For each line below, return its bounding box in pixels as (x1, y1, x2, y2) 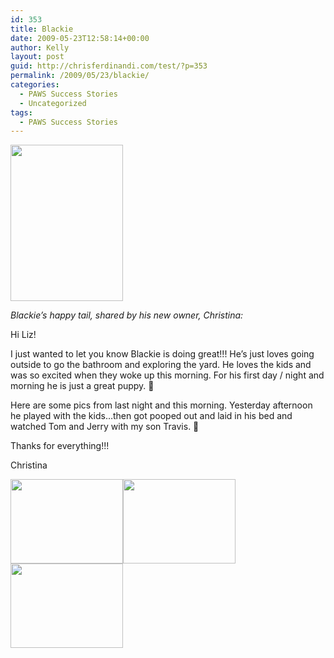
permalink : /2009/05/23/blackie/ (10, 71, 150, 81)
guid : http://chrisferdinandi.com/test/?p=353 (10, 61, 208, 71)
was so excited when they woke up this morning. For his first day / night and (10, 369, 325, 381)
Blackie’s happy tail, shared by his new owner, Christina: (10, 309, 244, 321)
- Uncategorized (19, 98, 87, 108)
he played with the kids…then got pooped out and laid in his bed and (10, 410, 293, 422)
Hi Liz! (10, 329, 37, 341)
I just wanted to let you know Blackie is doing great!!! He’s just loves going (10, 348, 315, 360)
